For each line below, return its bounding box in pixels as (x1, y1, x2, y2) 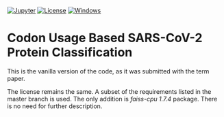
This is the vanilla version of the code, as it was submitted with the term (7, 67, 210, 75)
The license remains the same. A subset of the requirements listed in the (7, 87, 212, 95)
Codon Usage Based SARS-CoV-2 (7, 31, 203, 46)
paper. (7, 74, 25, 82)
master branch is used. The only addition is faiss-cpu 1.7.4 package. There (7, 95, 218, 103)
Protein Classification (7, 45, 133, 61)
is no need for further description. (7, 102, 103, 110)
